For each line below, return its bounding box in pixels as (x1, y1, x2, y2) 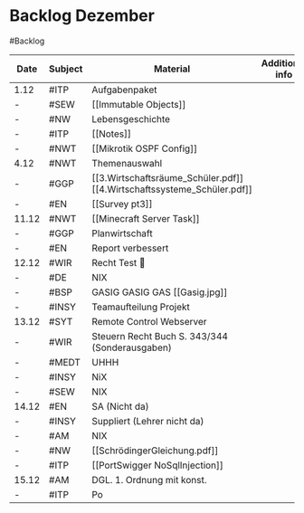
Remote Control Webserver (91, 315, 207, 328)
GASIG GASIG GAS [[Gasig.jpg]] (91, 286, 228, 299)
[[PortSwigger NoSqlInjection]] (91, 459, 224, 471)
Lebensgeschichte (91, 112, 170, 125)
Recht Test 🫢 (91, 256, 146, 269)
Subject (48, 62, 83, 75)
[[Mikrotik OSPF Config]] (91, 142, 197, 155)
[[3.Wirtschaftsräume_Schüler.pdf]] (91, 171, 244, 184)
